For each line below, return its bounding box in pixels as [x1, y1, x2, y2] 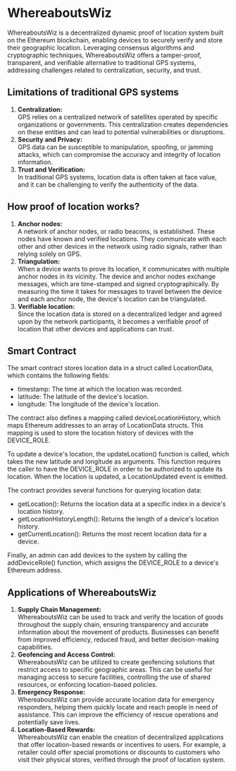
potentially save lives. [17, 718, 80, 726]
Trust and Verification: [17, 165, 86, 174]
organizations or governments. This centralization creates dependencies [17, 120, 229, 129]
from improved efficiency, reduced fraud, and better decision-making [17, 635, 220, 644]
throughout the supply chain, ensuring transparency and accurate [17, 620, 209, 629]
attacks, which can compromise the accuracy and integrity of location [17, 150, 221, 158]
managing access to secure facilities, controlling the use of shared [17, 673, 211, 681]
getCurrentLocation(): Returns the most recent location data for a [17, 530, 207, 538]
